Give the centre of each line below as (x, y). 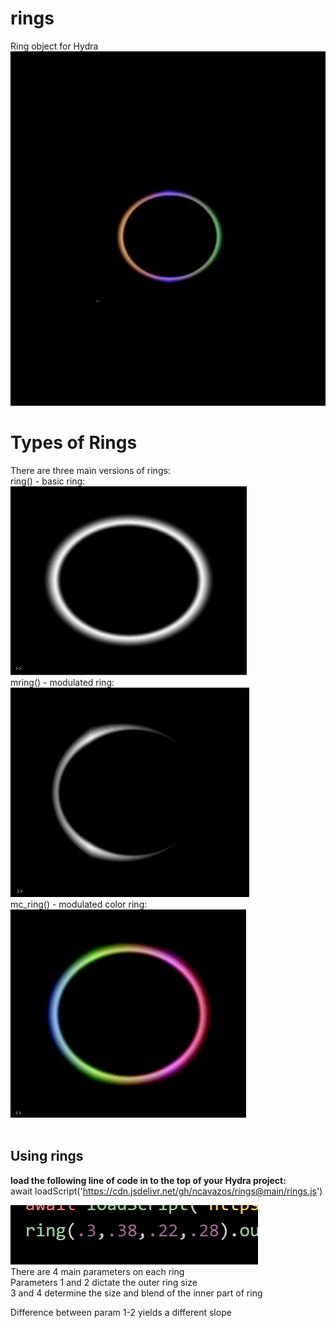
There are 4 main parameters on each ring (97, 1271)
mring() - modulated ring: (62, 682)
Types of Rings (74, 443)
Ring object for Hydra (54, 46)
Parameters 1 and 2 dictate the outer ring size (104, 1282)
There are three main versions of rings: (90, 470)
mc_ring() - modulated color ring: (79, 904)
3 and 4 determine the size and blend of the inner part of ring (136, 1293)
